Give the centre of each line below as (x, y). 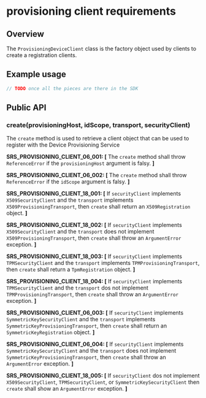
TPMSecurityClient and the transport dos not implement (78, 288)
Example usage (36, 75)
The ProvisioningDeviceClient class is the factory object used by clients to (101, 48)
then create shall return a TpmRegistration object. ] (71, 270)
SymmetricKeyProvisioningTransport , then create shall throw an (86, 358)
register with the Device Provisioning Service (63, 145)
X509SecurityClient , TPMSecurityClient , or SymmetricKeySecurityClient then (103, 382)
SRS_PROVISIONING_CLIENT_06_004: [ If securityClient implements (95, 344)
